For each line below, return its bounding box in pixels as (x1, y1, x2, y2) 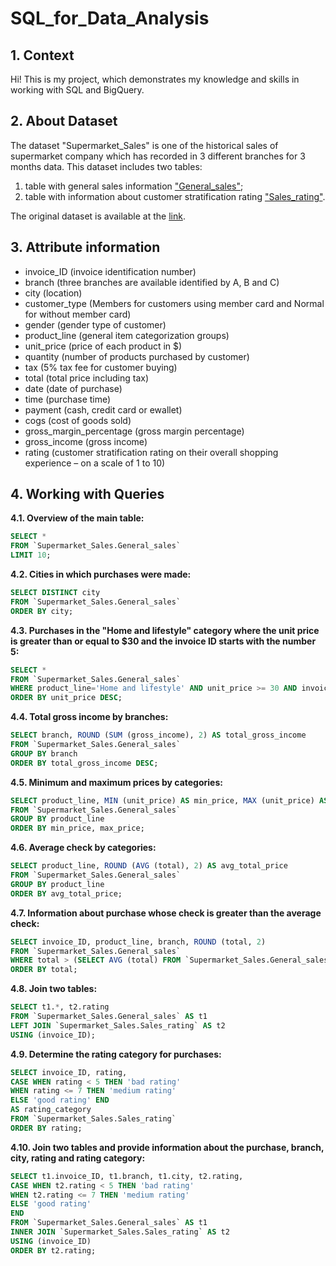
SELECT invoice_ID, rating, (10, 1067, 128, 1077)
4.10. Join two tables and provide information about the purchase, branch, (10, 1141, 325, 1153)
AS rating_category (10, 1105, 92, 1115)
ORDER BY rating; (10, 1123, 83, 1133)
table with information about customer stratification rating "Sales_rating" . (24, 190, 326, 202)
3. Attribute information (10, 239, 161, 256)
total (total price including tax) (24, 372, 150, 384)
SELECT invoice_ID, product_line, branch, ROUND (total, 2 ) (10, 937, 267, 947)
